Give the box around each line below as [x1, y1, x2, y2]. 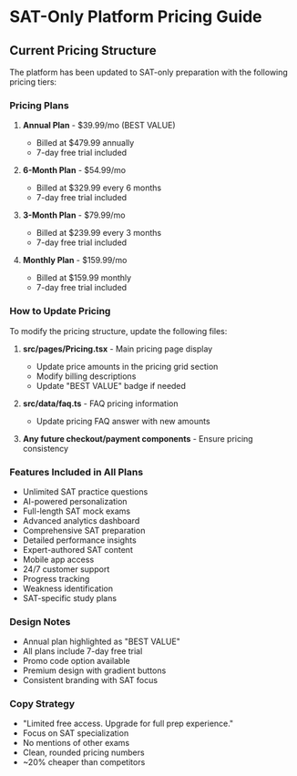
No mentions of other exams [22, 738, 130, 749]
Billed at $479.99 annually [36, 138, 135, 148]
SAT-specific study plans [22, 592, 117, 603]
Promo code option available [22, 656, 130, 667]
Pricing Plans [9, 98, 70, 111]
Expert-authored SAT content [22, 544, 134, 555]
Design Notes [9, 615, 71, 628]
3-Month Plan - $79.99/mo [22, 209, 126, 220]
